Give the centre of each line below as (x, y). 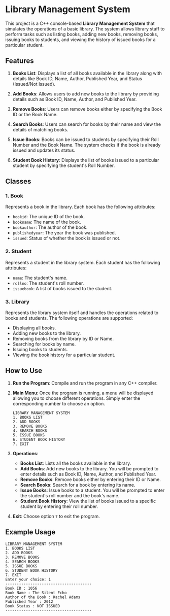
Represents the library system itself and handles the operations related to (82, 313)
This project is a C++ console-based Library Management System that (80, 23)
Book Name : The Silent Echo (36, 593)
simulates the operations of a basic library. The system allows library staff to (85, 28)
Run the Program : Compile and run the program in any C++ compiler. (85, 383)
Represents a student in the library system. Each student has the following (83, 262)
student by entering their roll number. (59, 506)
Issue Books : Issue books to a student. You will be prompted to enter (92, 490)
